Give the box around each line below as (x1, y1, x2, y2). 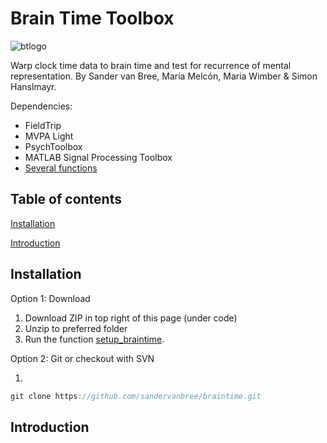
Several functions (24, 162, 98, 174)
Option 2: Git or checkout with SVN (10, 352, 155, 364)
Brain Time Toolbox (10, 7, 175, 30)
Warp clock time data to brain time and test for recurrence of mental (10, 59, 292, 71)
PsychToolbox (24, 140, 83, 152)
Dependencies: (10, 100, 73, 112)
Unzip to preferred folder (24, 322, 128, 334)
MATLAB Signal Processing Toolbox (24, 151, 173, 163)
